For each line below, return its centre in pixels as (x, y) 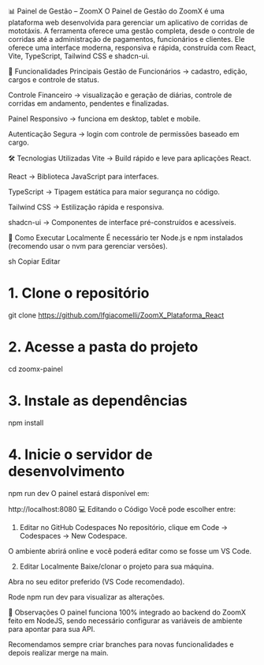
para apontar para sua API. (52, 629)
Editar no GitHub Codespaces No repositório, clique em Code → (124, 527)
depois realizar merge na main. (58, 652)
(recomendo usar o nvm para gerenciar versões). (88, 246)
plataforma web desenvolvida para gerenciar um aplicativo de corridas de (128, 23)
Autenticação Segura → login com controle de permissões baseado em (124, 134)
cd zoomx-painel (35, 369)
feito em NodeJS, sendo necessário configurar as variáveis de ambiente (125, 620)
